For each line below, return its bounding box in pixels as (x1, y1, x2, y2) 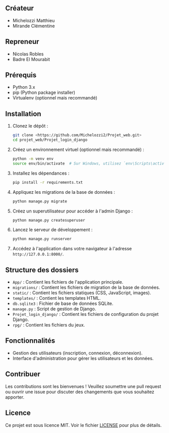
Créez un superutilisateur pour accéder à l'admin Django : (12, 208, 133, 214)
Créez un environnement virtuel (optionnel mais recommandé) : (12, 146, 145, 152)
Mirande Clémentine (12, 23, 55, 29)
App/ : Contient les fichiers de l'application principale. (12, 279, 124, 285)
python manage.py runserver (12, 237, 72, 242)
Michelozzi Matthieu (12, 17, 55, 23)
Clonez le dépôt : (12, 123, 48, 129)
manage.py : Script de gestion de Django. (12, 306, 96, 312)
